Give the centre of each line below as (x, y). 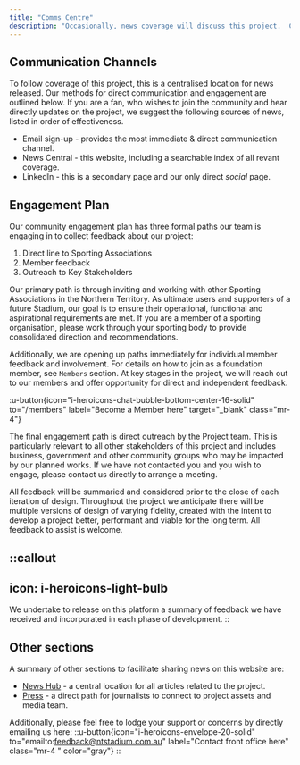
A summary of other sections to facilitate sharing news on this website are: (147, 669)
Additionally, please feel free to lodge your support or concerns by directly (146, 723)
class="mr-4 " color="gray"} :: (65, 751)
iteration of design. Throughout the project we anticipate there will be (137, 501)
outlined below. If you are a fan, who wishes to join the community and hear (148, 103)
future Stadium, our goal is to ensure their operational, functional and (136, 308)
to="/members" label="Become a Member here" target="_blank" (128, 410)
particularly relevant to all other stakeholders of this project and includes (143, 446)
